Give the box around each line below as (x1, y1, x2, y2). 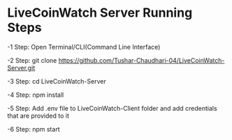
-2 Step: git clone (7, 56, 57, 64)
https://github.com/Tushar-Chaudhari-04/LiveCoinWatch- (58, 56, 225, 64)
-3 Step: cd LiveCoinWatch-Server (7, 77, 106, 85)
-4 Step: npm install (7, 91, 64, 99)
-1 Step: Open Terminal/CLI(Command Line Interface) (7, 42, 161, 51)
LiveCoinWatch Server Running (7, 5, 193, 21)
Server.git (7, 63, 36, 72)
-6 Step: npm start (7, 125, 61, 133)
